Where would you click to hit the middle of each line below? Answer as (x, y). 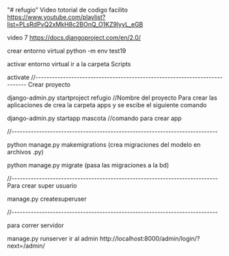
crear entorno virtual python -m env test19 (67, 51)
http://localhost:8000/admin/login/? (150, 239)
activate (18, 77)
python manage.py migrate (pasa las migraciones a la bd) (88, 165)
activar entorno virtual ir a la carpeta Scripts (69, 64)
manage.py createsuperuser (47, 199)
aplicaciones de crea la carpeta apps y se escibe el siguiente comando (107, 105)
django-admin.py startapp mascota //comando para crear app (95, 118)
